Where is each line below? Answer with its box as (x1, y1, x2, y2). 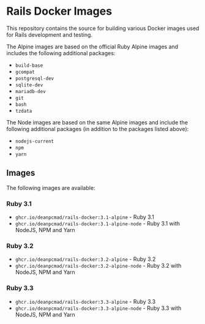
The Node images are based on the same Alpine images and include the (6, 118, 188, 126)
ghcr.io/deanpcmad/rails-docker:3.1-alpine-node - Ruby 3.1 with (15, 220, 181, 227)
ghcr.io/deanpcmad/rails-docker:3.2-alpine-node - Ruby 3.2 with (15, 262, 182, 269)
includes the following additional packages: (6, 49, 116, 56)
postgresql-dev (15, 75, 54, 81)
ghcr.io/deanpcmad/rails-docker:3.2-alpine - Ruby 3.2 (15, 255, 156, 263)
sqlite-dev (15, 81, 43, 88)
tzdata (15, 108, 32, 114)
